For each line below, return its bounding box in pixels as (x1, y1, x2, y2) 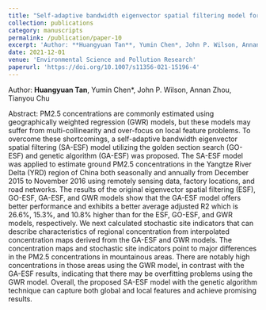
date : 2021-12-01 (8, 48, 66, 56)
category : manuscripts (8, 26, 83, 34)
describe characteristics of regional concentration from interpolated (8, 227, 230, 236)
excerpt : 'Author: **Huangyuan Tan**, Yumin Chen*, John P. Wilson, (8, 41, 239, 49)
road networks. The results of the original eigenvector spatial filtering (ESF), (8, 184, 256, 194)
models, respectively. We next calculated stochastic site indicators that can (8, 218, 254, 228)
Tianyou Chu (8, 93, 50, 103)
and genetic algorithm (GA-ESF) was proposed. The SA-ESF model (25, 151, 244, 160)
